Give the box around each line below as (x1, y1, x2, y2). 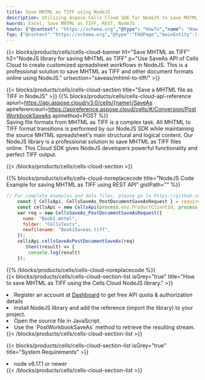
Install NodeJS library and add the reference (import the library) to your (14, 304, 193, 311)
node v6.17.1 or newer (14, 360, 67, 367)
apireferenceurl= (6, 106, 49, 113)
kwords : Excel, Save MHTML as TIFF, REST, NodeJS (6, 20, 135, 26)
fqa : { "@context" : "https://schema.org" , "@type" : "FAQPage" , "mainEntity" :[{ (6, 32, 201, 38)
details (6, 297, 23, 305)
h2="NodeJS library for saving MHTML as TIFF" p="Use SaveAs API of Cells (6, 55, 199, 62)
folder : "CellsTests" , (22, 221, 81, 228)
